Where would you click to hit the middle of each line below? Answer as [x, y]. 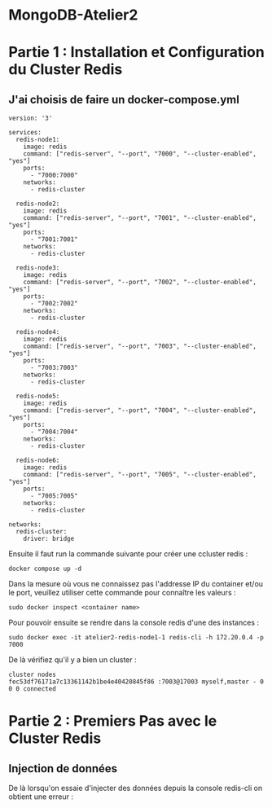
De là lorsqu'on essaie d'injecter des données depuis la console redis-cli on [136, 788]
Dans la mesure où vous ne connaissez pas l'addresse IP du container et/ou [136, 584]
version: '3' [31, 119]
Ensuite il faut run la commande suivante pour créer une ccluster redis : [128, 554]
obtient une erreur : [41, 797]
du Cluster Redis [66, 70]
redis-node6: [38, 461]
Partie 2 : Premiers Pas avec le [113, 721]
